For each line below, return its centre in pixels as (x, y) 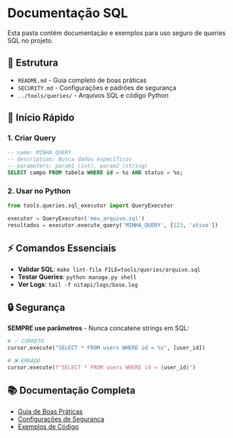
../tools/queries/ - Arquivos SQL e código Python (93, 95)
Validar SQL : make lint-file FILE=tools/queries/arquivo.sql (109, 269)
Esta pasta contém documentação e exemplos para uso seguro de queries (116, 33)
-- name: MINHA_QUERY (40, 153)
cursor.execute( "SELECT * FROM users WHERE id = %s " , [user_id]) (106, 348)
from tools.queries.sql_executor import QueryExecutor (90, 206)
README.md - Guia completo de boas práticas (82, 80)
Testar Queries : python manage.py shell (77, 277)
